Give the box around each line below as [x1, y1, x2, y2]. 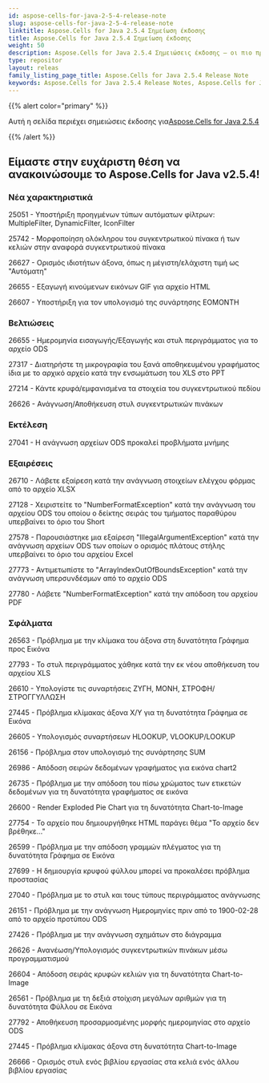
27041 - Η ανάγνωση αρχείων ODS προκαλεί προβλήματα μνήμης [8, 438, 230, 447]
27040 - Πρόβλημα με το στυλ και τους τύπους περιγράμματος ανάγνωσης [8, 891, 261, 900]
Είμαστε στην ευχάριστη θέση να [8, 155, 180, 168]
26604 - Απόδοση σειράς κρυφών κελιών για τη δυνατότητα [8, 969, 211, 979]
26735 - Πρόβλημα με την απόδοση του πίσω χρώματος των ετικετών [8, 778, 242, 788]
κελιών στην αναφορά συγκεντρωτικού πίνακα [8, 242, 166, 253]
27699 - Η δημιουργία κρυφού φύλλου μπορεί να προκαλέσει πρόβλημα [8, 867, 251, 876]
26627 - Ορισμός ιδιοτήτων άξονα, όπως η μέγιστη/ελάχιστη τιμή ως [8, 258, 239, 268]
